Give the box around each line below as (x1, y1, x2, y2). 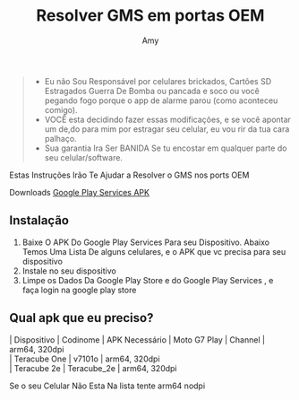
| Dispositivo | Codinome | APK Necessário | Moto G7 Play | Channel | (9, 334, 266, 345)
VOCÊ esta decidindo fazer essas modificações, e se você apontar (44, 114, 291, 125)
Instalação (9, 213, 70, 229)
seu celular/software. (44, 152, 124, 162)
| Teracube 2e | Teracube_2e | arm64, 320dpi (9, 362, 177, 373)
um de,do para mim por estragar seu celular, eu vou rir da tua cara (44, 123, 290, 135)
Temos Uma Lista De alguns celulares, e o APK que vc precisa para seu (21, 246, 286, 257)
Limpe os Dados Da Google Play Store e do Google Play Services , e (21, 274, 274, 285)
